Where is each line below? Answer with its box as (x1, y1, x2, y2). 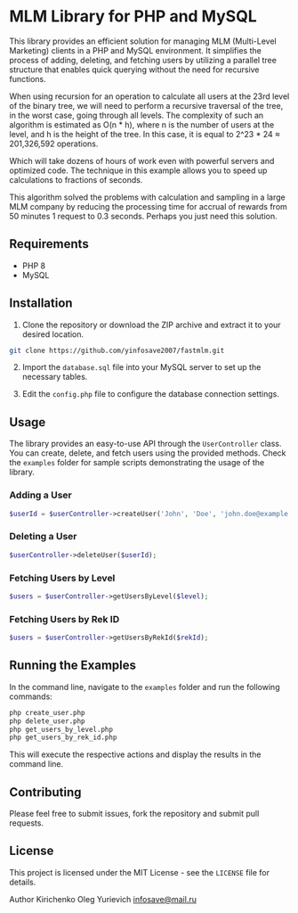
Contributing (9, 785, 82, 800)
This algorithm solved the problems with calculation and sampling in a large (9, 192, 286, 202)
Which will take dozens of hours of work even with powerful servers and (9, 155, 275, 166)
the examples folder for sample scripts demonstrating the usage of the (9, 457, 265, 468)
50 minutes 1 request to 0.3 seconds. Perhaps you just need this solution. (9, 210, 278, 221)
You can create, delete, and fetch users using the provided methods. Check (9, 448, 286, 458)
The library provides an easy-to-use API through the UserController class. (9, 439, 282, 449)
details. (9, 876, 36, 887)
